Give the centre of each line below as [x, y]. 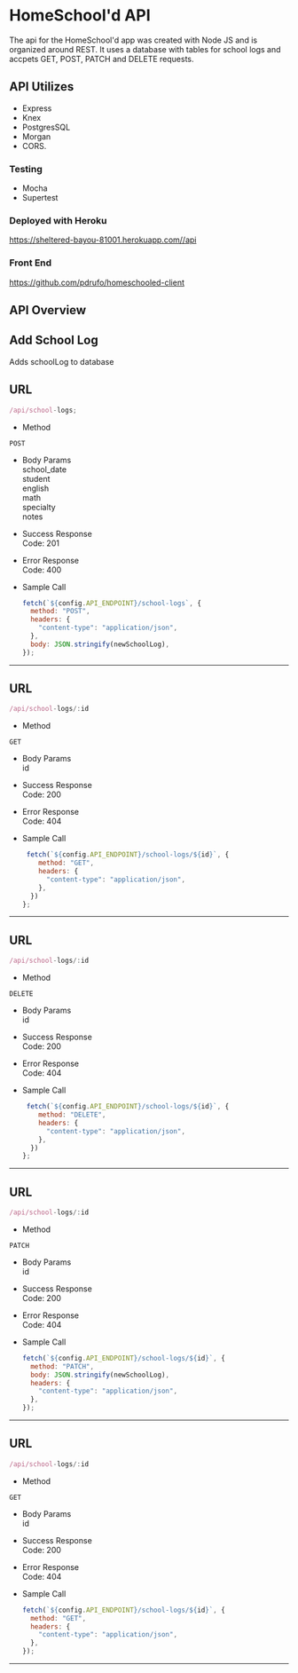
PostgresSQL [46, 127]
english [35, 488]
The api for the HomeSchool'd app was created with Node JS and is [133, 40]
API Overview [48, 310]
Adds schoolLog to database [62, 361]
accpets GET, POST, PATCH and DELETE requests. [102, 59]
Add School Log [54, 340]
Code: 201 [41, 543]
